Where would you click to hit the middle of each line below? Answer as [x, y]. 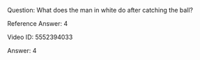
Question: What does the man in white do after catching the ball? [100, 10]
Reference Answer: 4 [38, 23]
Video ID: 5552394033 [40, 37]
